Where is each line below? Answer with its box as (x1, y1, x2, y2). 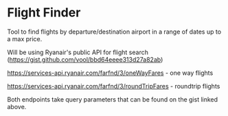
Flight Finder (7, 5, 81, 21)
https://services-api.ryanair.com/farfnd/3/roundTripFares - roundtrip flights (7, 82, 220, 90)
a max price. (7, 34, 43, 43)
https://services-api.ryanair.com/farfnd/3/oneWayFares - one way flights (7, 69, 214, 77)
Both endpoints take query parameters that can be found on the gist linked (7, 95, 218, 104)
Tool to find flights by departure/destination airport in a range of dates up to (7, 27, 222, 36)
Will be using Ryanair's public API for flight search (7, 48, 149, 56)
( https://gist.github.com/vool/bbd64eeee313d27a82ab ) (7, 55, 163, 63)
